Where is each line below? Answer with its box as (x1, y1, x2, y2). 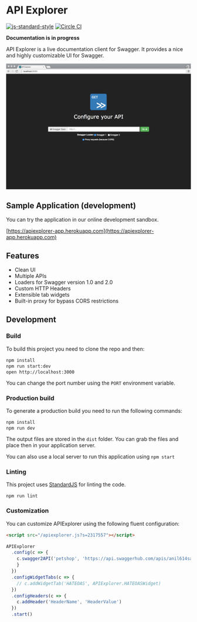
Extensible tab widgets (14, 291, 70, 298)
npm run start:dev (6, 363, 51, 369)
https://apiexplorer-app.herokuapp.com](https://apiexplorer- (8, 227, 154, 234)
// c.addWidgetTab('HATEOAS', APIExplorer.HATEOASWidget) (16, 580, 161, 586)
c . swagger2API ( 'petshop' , (16, 556, 80, 562)
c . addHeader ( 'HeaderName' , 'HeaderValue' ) (16, 599, 122, 605)
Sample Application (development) (6, 200, 137, 210)
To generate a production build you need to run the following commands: (6, 407, 183, 414)
